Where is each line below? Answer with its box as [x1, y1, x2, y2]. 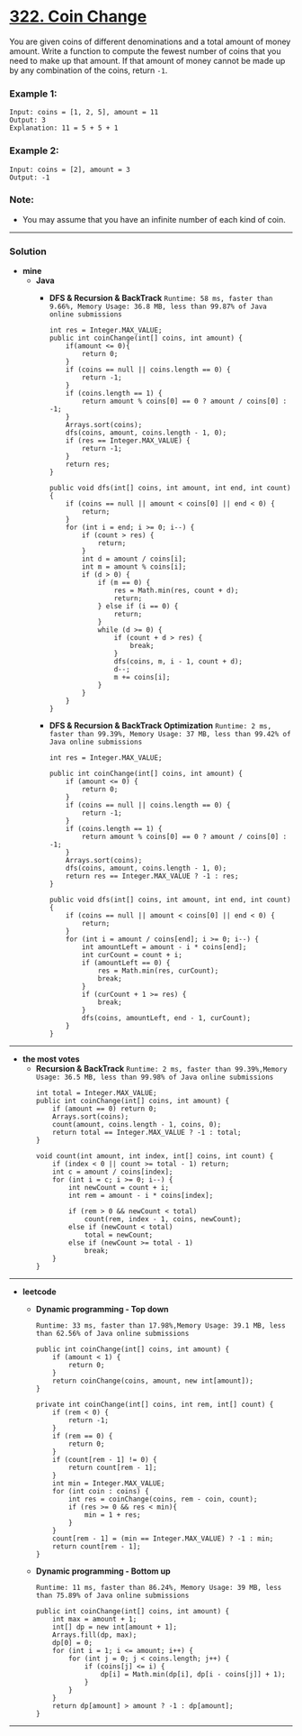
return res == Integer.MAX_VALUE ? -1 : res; [66, 872, 239, 881]
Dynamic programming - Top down [35, 1304, 169, 1315]
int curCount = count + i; [81, 951, 182, 960]
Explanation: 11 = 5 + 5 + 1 [9, 123, 119, 132]
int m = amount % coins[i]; [81, 562, 187, 571]
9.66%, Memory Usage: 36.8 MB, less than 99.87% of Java [49, 302, 267, 312]
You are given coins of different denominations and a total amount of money [9, 36, 291, 47]
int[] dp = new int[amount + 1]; [52, 1622, 178, 1632]
